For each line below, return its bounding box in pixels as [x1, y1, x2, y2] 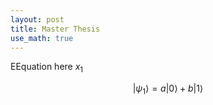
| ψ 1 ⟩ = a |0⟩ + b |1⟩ [132, 82, 204, 96]
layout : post [10, 14, 65, 25]
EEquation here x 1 [10, 61, 84, 75]
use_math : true [10, 33, 74, 43]
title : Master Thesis [10, 24, 101, 34]
